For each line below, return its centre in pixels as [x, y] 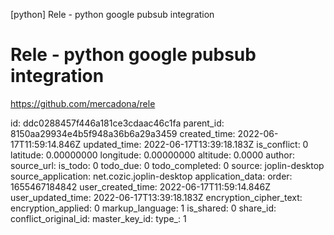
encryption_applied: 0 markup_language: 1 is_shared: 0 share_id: [143, 208]
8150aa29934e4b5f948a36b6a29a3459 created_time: [123, 133]
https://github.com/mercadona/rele [83, 103]
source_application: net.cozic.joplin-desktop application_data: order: [151, 176]
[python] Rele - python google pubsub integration [112, 14]
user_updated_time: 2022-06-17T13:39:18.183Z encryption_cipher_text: [156, 197]
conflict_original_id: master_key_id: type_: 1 [98, 218]
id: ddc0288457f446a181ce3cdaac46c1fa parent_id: [117, 123]
